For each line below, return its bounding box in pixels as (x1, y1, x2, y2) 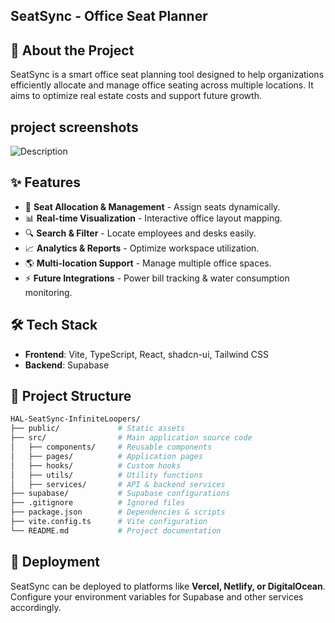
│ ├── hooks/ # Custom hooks (10, 460, 182, 471)
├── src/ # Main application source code (10, 433, 253, 443)
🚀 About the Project (10, 42, 135, 59)
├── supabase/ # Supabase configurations (10, 489, 230, 499)
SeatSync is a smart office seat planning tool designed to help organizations (10, 69, 325, 81)
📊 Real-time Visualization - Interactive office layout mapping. (24, 212, 283, 224)
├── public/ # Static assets (10, 424, 186, 434)
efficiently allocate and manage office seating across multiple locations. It (10, 79, 314, 91)
